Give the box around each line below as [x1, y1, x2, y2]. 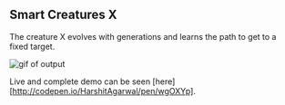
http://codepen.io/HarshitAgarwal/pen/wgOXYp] [12, 85, 194, 96]
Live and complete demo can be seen [9, 76, 151, 87]
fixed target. [9, 41, 56, 52]
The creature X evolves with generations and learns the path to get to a [9, 31, 277, 42]
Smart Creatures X [9, 7, 117, 23]
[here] [152, 76, 176, 87]
